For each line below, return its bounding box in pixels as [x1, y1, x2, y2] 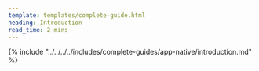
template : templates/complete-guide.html [8, 11, 146, 20]
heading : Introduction [8, 19, 82, 27]
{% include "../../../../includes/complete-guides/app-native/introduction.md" [8, 48, 253, 57]
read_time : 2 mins [8, 26, 68, 34]
